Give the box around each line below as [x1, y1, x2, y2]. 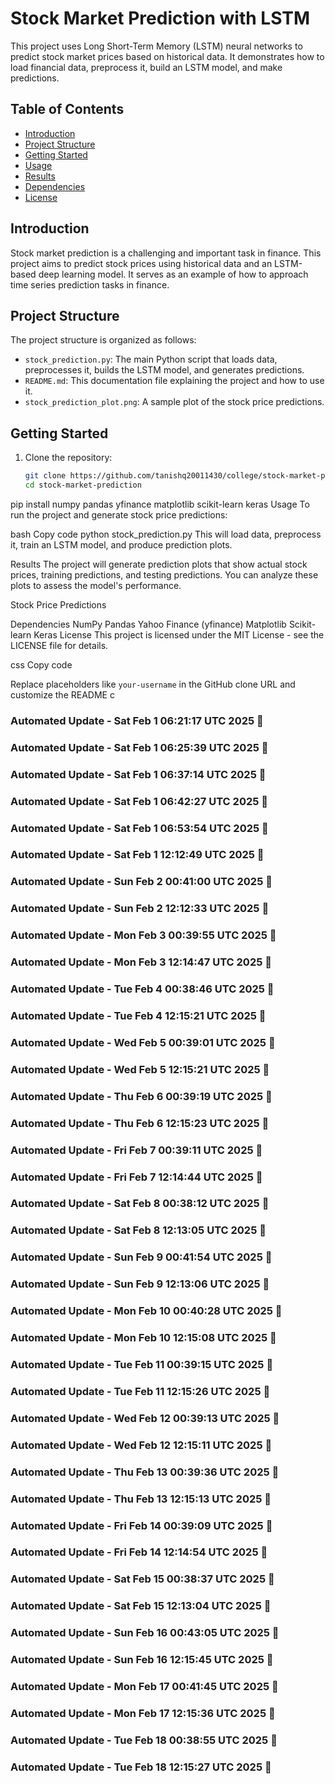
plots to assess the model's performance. [10, 579, 182, 591]
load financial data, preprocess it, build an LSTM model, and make [10, 61, 283, 73]
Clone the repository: [24, 452, 113, 464]
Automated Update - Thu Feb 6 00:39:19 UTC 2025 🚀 [10, 1089, 273, 1103]
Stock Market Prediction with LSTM [10, 7, 311, 30]
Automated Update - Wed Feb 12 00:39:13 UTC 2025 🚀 [10, 1411, 280, 1425]
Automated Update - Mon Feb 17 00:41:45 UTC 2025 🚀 [10, 1680, 279, 1694]
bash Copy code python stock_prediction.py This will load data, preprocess [10, 528, 322, 540]
